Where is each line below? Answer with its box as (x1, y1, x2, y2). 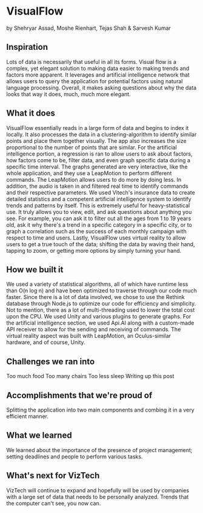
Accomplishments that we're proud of (6, 390, 153, 401)
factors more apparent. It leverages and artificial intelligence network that (6, 71, 190, 78)
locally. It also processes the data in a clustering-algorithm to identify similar (6, 131, 197, 138)
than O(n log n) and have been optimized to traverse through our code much (6, 287, 197, 294)
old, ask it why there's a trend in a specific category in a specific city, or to (6, 221, 192, 229)
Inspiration (6, 42, 48, 52)
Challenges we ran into (6, 356, 95, 367)
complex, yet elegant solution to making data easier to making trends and (6, 64, 190, 72)
